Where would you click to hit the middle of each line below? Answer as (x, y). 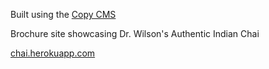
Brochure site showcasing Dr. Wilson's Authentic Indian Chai (135, 33)
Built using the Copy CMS (63, 14)
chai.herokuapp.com (53, 53)
